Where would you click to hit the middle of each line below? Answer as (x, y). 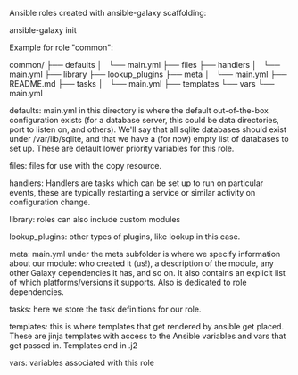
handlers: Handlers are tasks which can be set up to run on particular (137, 183)
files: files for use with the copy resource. (86, 166)
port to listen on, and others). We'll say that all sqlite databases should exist (148, 129)
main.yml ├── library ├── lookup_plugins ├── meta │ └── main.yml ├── (148, 74)
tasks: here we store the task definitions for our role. (105, 309)
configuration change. (50, 202)
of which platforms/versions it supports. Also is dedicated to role (128, 282)
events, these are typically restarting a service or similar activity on (132, 192)
